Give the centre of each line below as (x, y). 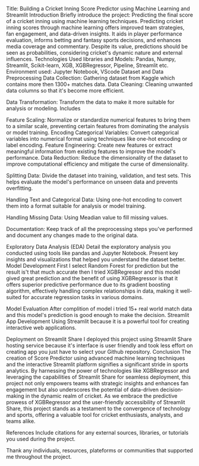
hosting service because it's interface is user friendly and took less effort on (99, 345)
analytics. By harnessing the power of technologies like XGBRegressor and (98, 371)
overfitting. (20, 188)
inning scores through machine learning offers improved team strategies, (95, 27)
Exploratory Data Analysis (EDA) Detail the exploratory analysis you (89, 247)
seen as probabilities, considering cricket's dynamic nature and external (94, 53)
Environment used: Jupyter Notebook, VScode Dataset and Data (85, 72)
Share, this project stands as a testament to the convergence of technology (99, 408)
